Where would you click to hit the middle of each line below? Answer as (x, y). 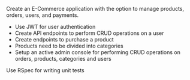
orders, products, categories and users (63, 59)
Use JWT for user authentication (55, 27)
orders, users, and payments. (43, 15)
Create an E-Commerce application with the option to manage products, (95, 9)
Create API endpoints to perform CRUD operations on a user (89, 33)
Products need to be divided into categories (69, 46)
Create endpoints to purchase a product (64, 39)
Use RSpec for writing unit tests (46, 70)
